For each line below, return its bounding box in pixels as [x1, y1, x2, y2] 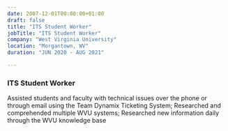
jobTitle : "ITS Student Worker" [7, 29, 101, 37]
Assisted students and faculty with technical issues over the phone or [7, 94, 208, 102]
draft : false [7, 17, 45, 24]
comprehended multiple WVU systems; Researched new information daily [7, 109, 220, 117]
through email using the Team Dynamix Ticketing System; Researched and [7, 102, 222, 110]
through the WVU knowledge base [7, 116, 107, 125]
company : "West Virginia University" [7, 36, 117, 43]
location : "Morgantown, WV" [7, 43, 89, 49]
